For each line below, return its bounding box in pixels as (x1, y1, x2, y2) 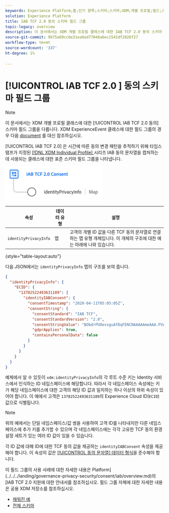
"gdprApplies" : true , (32, 327, 78, 332)
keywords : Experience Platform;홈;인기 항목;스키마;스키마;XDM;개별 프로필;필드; (5, 8, 162, 13)
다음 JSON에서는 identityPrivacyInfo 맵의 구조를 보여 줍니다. (5, 263, 130, 269)
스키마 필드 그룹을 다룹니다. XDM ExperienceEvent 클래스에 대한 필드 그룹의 (5, 126, 156, 132)
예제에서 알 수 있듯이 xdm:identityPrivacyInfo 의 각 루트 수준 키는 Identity (5, 374, 153, 380)
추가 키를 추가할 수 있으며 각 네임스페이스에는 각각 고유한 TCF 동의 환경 (22, 426, 162, 432)
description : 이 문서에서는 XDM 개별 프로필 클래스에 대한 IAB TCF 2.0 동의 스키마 (5, 29, 162, 35)
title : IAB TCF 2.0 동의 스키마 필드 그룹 (5, 19, 86, 24)
